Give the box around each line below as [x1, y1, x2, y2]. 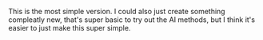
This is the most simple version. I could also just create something [8, 7, 225, 16]
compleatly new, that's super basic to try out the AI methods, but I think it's [8, 15, 256, 24]
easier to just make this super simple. [8, 24, 131, 32]
